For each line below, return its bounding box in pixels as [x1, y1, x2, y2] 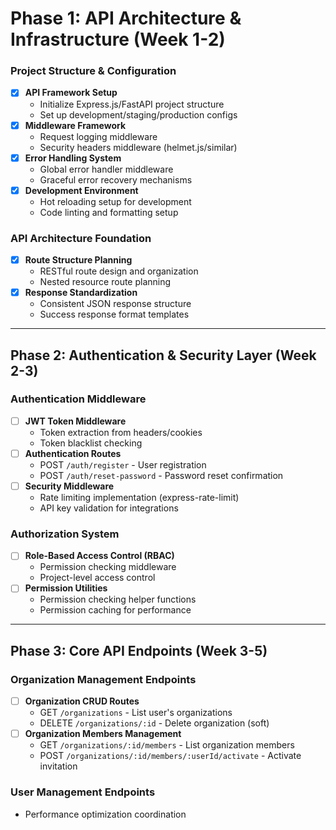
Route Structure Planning [24, 254, 133, 266]
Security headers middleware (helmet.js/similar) [39, 141, 238, 153]
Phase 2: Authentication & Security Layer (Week [10, 347, 317, 364]
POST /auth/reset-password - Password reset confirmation [39, 469, 284, 481]
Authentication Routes [24, 447, 122, 459]
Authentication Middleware [10, 392, 147, 406]
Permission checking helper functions [39, 593, 197, 606]
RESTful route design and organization [39, 265, 199, 277]
